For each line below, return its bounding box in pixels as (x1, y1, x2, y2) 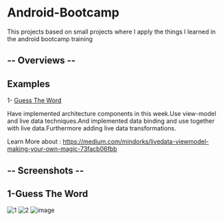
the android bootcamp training (7, 34, 93, 43)
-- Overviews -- (7, 55, 76, 67)
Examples (7, 78, 50, 90)
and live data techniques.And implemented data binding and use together (7, 117, 215, 125)
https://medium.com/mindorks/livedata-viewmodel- (62, 137, 209, 146)
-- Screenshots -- (7, 165, 84, 176)
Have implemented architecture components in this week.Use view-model (7, 110, 216, 118)
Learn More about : (7, 137, 62, 146)
